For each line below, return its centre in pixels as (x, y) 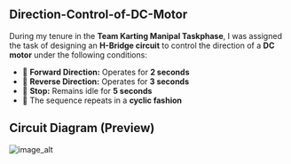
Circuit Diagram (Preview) (82, 128)
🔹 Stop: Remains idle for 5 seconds (87, 90)
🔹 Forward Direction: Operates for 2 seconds (106, 72)
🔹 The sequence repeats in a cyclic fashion (102, 100)
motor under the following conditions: (79, 55)
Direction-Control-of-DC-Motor (98, 15)
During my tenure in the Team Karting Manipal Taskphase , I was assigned (145, 35)
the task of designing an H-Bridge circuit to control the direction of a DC (142, 45)
